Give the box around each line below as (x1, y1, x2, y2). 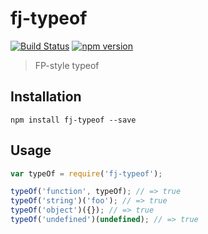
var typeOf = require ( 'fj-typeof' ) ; (10, 168, 163, 179)
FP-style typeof (34, 59, 100, 71)
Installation (10, 88, 82, 106)
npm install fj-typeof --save (10, 115, 137, 125)
